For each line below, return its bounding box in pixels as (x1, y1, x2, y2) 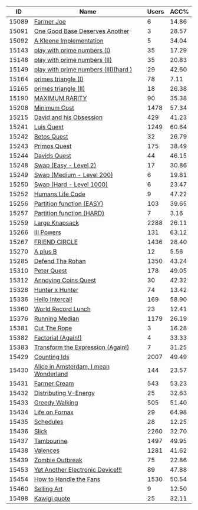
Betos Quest (34, 133, 68, 140)
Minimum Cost (34, 104, 75, 111)
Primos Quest (34, 142, 72, 150)
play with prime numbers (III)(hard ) (34, 65, 133, 73)
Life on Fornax (34, 408, 74, 416)
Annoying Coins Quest (34, 277, 96, 284)
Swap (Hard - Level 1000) (34, 180, 108, 188)
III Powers (34, 228, 62, 236)
